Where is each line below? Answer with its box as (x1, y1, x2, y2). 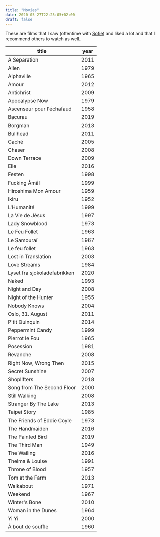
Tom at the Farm (8, 474, 47, 482)
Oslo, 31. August (8, 311, 48, 318)
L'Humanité (8, 204, 35, 211)
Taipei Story (8, 409, 36, 416)
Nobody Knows (8, 302, 44, 309)
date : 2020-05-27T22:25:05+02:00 (5, 12, 75, 17)
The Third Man (8, 442, 43, 449)
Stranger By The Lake (8, 400, 59, 407)
